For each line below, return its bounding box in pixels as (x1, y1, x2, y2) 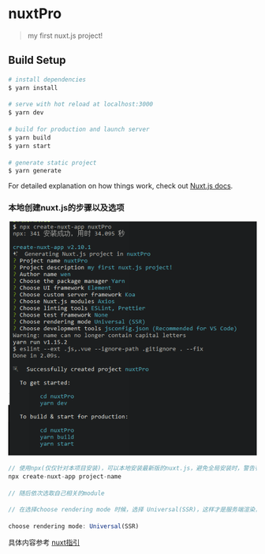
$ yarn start (8, 142, 51, 150)
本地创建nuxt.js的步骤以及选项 (8, 203, 125, 214)
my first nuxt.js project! (27, 31, 103, 40)
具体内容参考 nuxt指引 (8, 537, 80, 548)
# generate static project (8, 158, 97, 166)
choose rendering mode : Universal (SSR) (8, 522, 140, 530)
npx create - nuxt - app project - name (8, 472, 122, 481)
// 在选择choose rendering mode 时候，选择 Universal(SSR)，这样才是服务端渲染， (8, 506, 262, 514)
